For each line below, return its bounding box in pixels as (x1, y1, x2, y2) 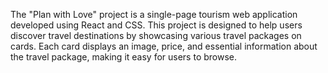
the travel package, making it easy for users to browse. (10, 51, 238, 63)
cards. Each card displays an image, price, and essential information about (10, 40, 318, 52)
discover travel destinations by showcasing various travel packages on (10, 30, 302, 41)
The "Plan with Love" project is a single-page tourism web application (10, 9, 298, 20)
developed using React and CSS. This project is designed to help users (10, 19, 303, 31)
